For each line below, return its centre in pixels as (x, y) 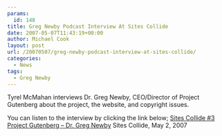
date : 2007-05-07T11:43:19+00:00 (55, 33)
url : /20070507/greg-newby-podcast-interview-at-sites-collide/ (102, 52)
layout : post (26, 46)
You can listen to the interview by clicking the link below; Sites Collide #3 (111, 118)
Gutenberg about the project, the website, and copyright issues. (98, 105)
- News (23, 65)
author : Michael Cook (38, 39)
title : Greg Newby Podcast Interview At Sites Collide (88, 26)
